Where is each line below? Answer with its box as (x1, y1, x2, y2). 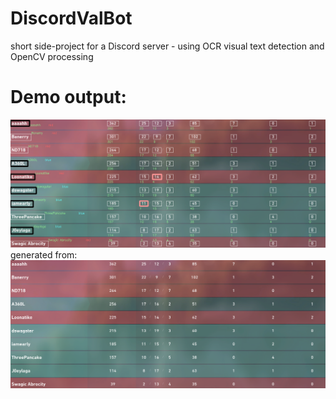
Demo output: (10, 86, 127, 109)
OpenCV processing (10, 50, 94, 62)
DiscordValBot (10, 7, 133, 30)
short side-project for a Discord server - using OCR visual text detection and (10, 40, 325, 52)
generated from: (10, 248, 78, 261)
